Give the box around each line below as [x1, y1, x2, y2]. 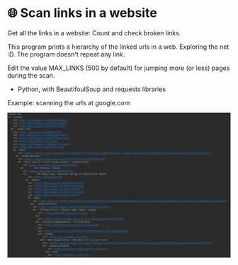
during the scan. [7, 71, 55, 79]
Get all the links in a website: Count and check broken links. [7, 28, 181, 37]
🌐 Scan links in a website [7, 5, 157, 21]
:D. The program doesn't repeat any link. [7, 49, 125, 58]
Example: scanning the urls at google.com [7, 98, 130, 107]
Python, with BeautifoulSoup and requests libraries [17, 85, 166, 93]
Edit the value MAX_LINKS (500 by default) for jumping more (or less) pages [7, 64, 230, 72]
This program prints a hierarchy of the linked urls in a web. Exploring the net [7, 42, 229, 51]
